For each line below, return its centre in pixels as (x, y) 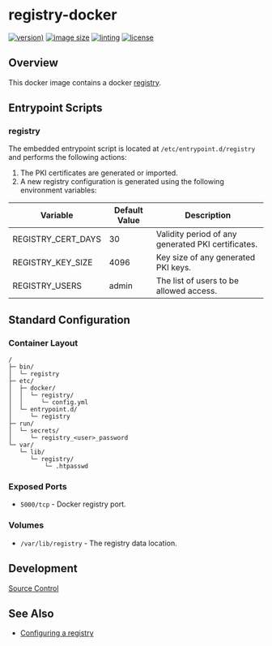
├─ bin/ (21, 367)
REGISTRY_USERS (47, 286)
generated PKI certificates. (206, 244)
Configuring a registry (57, 633)
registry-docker (63, 15)
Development (43, 568)
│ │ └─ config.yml (49, 403)
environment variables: (58, 190)
